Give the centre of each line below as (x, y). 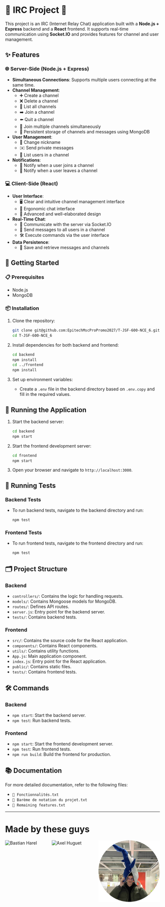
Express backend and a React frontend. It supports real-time (67, 29)
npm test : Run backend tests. (42, 720)
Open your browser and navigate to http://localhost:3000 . (72, 470)
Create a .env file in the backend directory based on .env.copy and (87, 389)
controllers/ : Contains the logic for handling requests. (68, 596)
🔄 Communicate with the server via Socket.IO (65, 224)
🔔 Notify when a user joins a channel (57, 165)
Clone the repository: (34, 321)
